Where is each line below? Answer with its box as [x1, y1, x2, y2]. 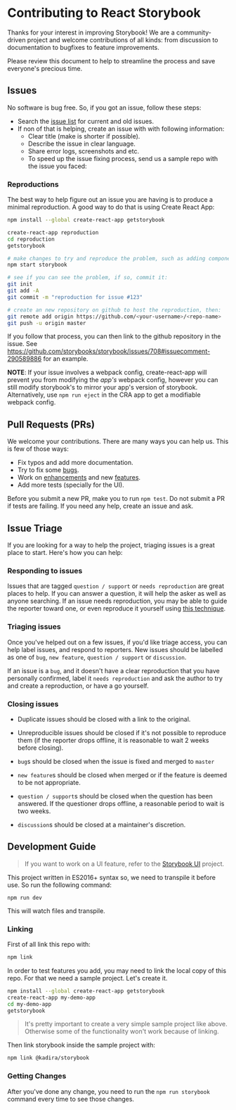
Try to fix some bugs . [17, 466, 79, 474]
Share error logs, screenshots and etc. [27, 146, 140, 155]
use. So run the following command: [7, 881, 112, 889]
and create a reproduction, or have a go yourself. [7, 681, 149, 690]
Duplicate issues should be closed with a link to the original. [17, 715, 191, 723]
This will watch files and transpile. [7, 906, 105, 915]
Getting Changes [7, 1071, 67, 1081]
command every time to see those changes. [7, 1095, 135, 1103]
